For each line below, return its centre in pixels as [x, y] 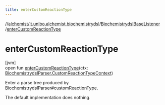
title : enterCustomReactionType [38, 10]
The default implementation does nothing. [48, 97]
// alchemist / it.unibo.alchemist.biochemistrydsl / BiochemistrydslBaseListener [82, 24]
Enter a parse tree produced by [37, 82]
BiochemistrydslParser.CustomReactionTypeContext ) [59, 73]
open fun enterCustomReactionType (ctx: [47, 68]
